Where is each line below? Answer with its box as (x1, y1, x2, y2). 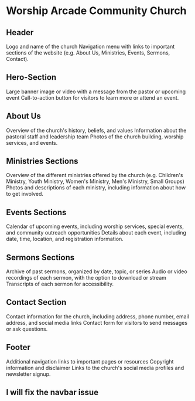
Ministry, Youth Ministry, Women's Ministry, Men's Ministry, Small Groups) (6, 178, 184, 185)
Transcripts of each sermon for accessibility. (6, 280, 114, 288)
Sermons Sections (6, 252, 75, 262)
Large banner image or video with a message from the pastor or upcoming (6, 88, 186, 95)
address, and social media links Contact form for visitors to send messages (6, 319, 188, 326)
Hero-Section (6, 72, 57, 83)
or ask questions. (6, 325, 48, 332)
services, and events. (6, 139, 58, 146)
